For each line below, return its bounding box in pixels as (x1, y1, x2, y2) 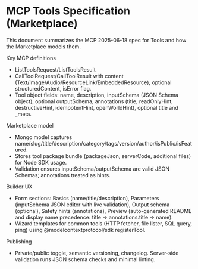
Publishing (6, 237, 32, 245)
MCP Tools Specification (6, 4, 131, 18)
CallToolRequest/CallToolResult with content (14, 72, 124, 79)
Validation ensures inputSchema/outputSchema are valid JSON (14, 165, 170, 172)
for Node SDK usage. (14, 159, 67, 166)
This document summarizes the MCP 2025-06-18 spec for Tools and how (6, 36, 187, 44)
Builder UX (6, 183, 33, 190)
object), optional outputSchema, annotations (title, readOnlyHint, (14, 97, 174, 105)
